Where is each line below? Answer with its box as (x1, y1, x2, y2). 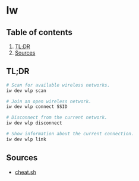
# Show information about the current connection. (6, 131, 134, 137)
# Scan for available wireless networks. (6, 82, 110, 88)
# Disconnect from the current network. (6, 115, 108, 120)
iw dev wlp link (6, 136, 46, 142)
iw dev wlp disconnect (6, 120, 62, 126)
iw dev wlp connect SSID (6, 104, 68, 110)
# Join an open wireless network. (6, 99, 92, 104)
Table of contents (6, 27, 72, 37)
